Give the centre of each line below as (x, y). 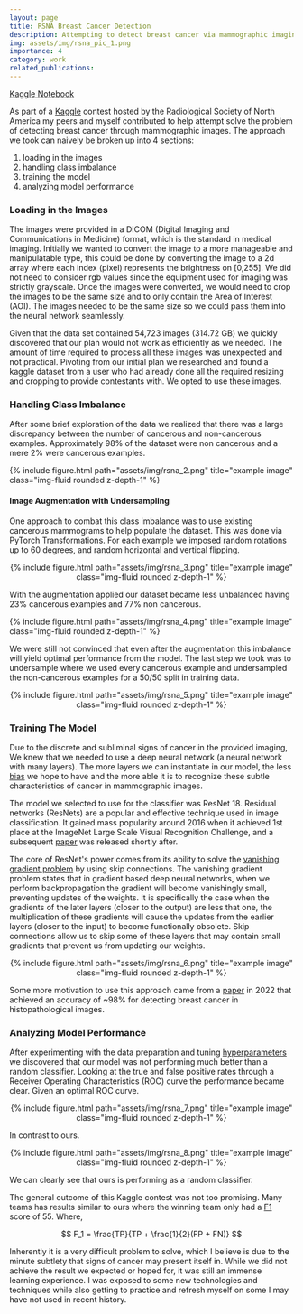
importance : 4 (36, 51)
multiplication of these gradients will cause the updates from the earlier (142, 917)
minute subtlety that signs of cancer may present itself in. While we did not (148, 1262)
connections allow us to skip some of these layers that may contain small (145, 936)
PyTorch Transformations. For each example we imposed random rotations (148, 540)
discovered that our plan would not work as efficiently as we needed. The (146, 343)
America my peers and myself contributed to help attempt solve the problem (151, 121)
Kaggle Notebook (42, 93)
